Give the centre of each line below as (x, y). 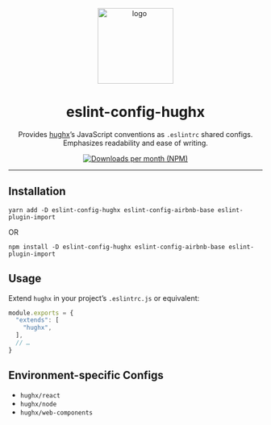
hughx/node (38, 404)
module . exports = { (41, 313)
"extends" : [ (38, 320)
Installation (37, 192)
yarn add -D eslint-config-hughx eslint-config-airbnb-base (112, 210)
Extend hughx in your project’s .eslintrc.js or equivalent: (104, 298)
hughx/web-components (56, 412)
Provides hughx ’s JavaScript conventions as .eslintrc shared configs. (135, 134)
